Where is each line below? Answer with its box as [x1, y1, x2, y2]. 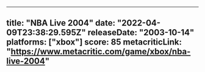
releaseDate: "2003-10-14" [87, 27, 195, 38]
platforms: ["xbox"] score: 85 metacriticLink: [6, 37, 182, 48]
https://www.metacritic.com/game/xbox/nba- [10, 46, 191, 57]
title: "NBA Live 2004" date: [6, 18, 116, 28]
